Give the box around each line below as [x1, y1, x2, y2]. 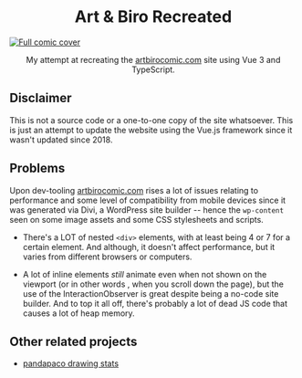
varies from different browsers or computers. [22, 251, 193, 262]
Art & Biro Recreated [74, 6, 233, 27]
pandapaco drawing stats [22, 358, 120, 369]
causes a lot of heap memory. [22, 308, 135, 319]
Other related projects [9, 333, 138, 349]
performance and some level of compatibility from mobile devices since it [9, 194, 286, 205]
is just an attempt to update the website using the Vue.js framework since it [9, 124, 293, 135]
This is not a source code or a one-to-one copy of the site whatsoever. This [9, 114, 294, 125]
